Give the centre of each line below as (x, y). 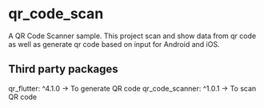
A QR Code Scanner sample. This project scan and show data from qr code (132, 36)
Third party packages (63, 69)
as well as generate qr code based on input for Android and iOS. (114, 44)
